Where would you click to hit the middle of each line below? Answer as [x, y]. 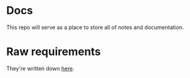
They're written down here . [40, 68]
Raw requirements [54, 52]
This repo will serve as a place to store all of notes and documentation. [95, 27]
